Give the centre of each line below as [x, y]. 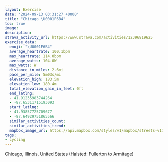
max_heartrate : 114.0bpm [35, 56]
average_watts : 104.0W [33, 61]
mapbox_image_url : [29, 130]
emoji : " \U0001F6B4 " [31, 47]
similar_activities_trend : [38, 126]
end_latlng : [22, 93]
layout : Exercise [23, 10]
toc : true [15, 24]
